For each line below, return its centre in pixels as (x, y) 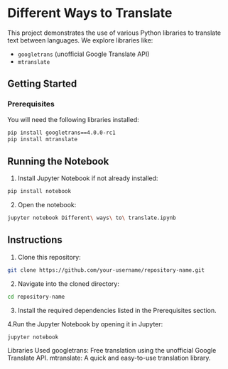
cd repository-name (36, 297)
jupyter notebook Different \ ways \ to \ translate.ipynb (92, 218)
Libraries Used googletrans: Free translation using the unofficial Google (112, 351)
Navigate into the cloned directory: (68, 283)
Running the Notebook (58, 161)
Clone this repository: (49, 257)
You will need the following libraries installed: (74, 119)
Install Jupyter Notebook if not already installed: (88, 178)
